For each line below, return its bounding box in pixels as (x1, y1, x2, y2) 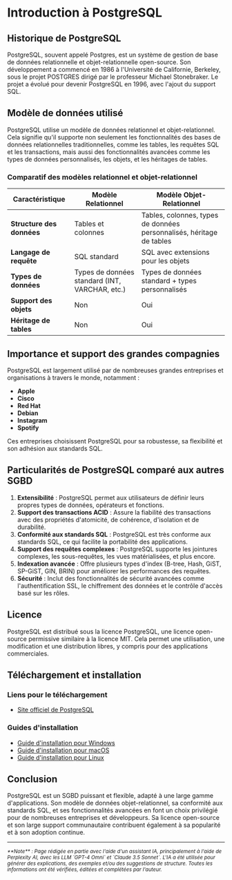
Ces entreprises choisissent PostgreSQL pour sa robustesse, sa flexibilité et (7, 437, 223, 445)
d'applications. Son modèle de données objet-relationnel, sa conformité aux (7, 799, 223, 807)
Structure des (10, 219, 57, 229)
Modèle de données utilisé (7, 107, 124, 119)
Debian (17, 409, 39, 417)
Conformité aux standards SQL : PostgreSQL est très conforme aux (17, 530, 211, 538)
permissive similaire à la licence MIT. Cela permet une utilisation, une (28, 634, 225, 643)
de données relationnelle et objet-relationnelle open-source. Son (7, 58, 191, 66)
